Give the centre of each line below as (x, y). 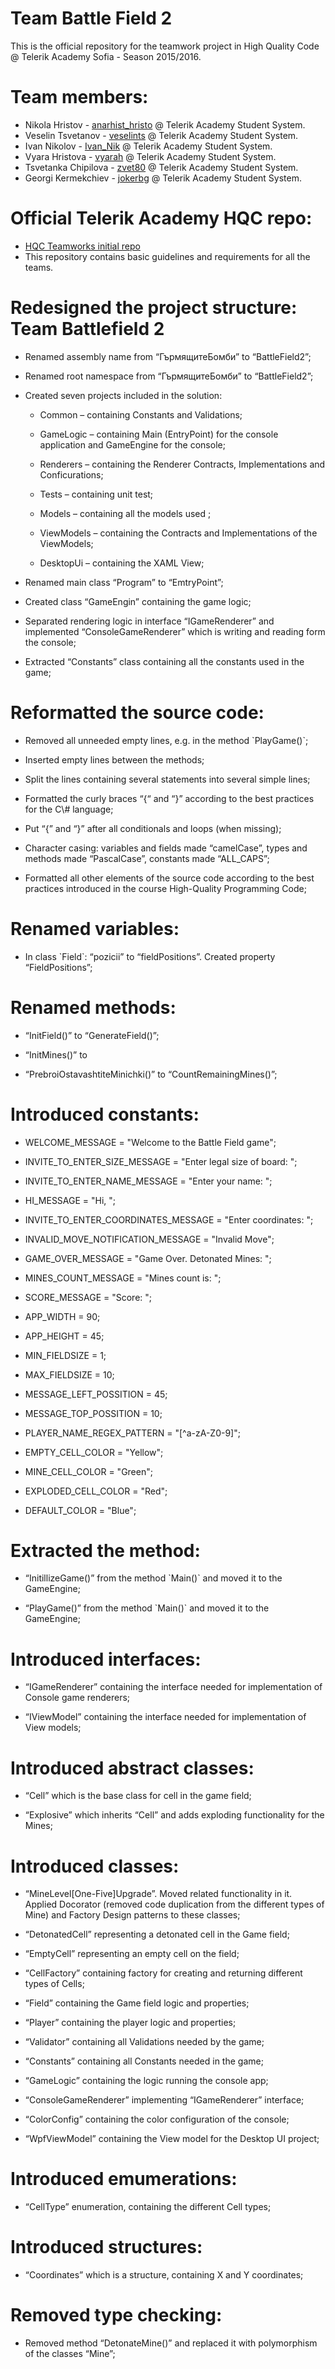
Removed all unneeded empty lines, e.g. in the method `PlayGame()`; (166, 740)
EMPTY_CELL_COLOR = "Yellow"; (94, 1452)
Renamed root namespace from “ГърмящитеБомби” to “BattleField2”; (169, 376)
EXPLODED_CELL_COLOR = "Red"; (96, 1491)
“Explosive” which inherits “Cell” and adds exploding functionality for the (174, 1815)
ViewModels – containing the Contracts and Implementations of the (178, 533)
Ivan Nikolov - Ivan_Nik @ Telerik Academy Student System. (148, 146)
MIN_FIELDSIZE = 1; (65, 1355)
